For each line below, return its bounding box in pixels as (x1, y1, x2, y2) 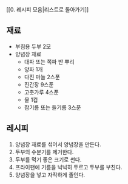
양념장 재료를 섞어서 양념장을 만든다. (15, 140, 101, 148)
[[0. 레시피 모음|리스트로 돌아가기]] (6, 6, 89, 13)
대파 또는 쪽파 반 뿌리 (24, 58, 75, 65)
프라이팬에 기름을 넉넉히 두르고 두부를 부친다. (15, 163, 123, 171)
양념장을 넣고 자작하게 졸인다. (15, 171, 86, 179)
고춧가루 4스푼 (24, 88, 59, 96)
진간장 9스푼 (24, 80, 54, 88)
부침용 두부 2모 (15, 43, 52, 50)
